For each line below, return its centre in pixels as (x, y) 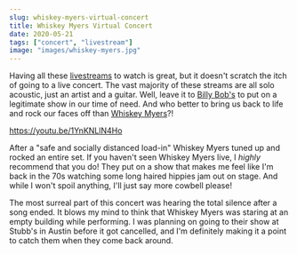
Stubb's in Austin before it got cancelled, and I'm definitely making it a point (148, 231)
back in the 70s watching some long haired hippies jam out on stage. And (144, 176)
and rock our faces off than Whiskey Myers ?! (92, 114)
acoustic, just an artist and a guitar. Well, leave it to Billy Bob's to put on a (143, 95)
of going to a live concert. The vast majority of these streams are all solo (142, 85)
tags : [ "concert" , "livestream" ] (71, 42)
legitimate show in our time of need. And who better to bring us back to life (146, 104)
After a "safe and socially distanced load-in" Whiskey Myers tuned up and (144, 148)
